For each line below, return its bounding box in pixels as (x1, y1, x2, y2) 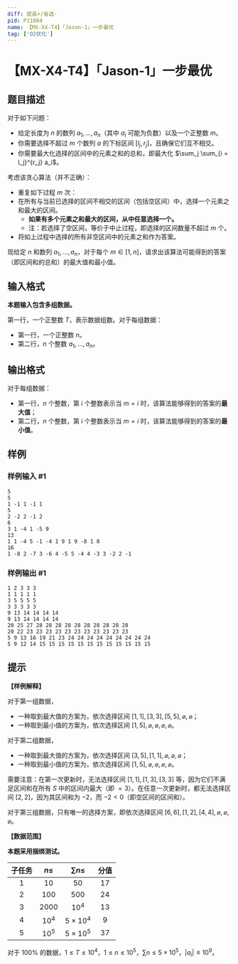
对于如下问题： (7, 114, 51, 122)
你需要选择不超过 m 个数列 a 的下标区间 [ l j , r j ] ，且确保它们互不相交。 (17, 139, 218, 149)
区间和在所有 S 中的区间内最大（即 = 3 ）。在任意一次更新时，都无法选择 (13, 784, 225, 792)
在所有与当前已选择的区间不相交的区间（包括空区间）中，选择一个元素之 (17, 197, 229, 205)
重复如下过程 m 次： (17, 188, 77, 196)
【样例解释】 (7, 681, 45, 690)
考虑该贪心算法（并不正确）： (7, 173, 92, 181)
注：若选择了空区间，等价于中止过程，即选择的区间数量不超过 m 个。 (28, 223, 231, 232)
